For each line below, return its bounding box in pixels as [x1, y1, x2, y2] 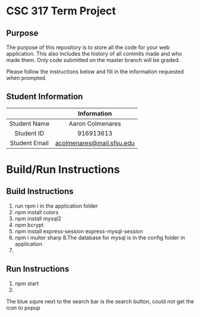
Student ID [14, 129, 45, 137]
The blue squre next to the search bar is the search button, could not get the [6, 297, 195, 305]
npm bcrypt [14, 221, 44, 228]
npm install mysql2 [14, 215, 61, 222]
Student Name [9, 119, 50, 128]
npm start [14, 279, 39, 287]
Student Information [6, 91, 84, 102]
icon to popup [6, 304, 41, 311]
